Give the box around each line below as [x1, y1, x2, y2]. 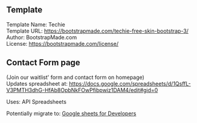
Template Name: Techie [6, 20, 65, 28]
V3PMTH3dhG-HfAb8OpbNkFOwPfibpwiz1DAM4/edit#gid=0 [6, 86, 158, 93]
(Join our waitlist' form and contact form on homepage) [6, 74, 145, 81]
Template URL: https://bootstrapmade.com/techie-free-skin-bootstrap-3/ [6, 27, 189, 34]
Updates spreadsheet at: [6, 80, 68, 87]
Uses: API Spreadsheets [6, 98, 66, 105]
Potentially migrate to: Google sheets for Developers [6, 110, 137, 117]
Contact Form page [6, 57, 80, 68]
